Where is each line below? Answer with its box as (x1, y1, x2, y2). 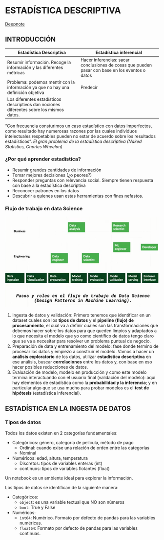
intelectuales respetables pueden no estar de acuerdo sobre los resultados (5, 133, 156, 139)
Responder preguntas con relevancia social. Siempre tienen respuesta (12, 177, 154, 183)
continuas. (19, 530, 41, 536)
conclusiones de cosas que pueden (80, 62, 152, 68)
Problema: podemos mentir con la (7, 79, 75, 85)
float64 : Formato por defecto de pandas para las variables (19, 525, 138, 531)
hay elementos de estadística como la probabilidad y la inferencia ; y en (12, 380, 157, 386)
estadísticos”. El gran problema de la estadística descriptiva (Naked (5, 138, 142, 144)
